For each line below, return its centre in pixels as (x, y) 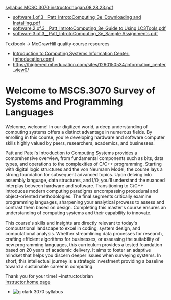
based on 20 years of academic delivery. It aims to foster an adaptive (78, 250)
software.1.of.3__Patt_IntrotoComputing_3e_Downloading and (77, 17)
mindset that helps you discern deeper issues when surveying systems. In (83, 255)
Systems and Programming (64, 102)
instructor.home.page (28, 282)
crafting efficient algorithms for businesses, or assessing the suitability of (82, 239)
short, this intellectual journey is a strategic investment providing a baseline (84, 261)
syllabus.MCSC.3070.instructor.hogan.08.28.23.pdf (59, 7)
